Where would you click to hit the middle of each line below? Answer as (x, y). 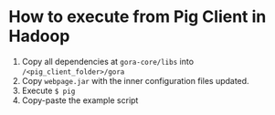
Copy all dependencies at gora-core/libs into (107, 61)
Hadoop (39, 36)
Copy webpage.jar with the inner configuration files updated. (135, 80)
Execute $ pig (48, 90)
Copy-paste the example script (80, 100)
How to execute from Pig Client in (137, 17)
